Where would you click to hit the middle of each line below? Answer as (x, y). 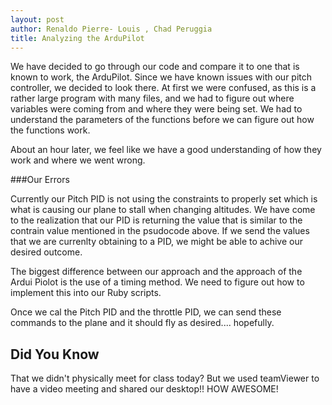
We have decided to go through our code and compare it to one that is (155, 67)
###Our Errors (40, 180)
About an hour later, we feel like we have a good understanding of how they (166, 150)
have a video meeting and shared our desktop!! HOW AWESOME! (144, 389)
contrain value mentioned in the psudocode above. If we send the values (160, 231)
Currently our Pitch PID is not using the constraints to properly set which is (164, 199)
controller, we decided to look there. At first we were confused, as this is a (163, 88)
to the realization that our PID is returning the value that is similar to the (156, 220)
